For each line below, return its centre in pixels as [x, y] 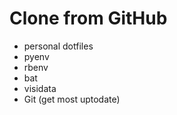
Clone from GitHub [88, 18]
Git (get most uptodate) [72, 99]
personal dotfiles [58, 46]
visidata [40, 88]
